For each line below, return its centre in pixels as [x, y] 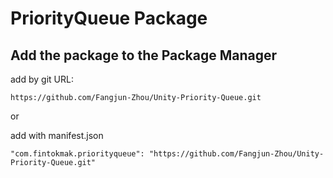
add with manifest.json [57, 135]
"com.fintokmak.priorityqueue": [77, 154]
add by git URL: [42, 79]
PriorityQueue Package [109, 18]
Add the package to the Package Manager [144, 55]
